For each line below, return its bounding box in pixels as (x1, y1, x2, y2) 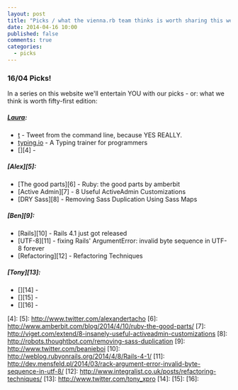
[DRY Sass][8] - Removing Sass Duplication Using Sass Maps (17, 195, 198, 204)
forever (23, 244, 45, 253)
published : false (7, 30, 59, 38)
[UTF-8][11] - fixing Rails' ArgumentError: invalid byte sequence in (17, 236, 210, 245)
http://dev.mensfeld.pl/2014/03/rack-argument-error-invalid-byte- (7, 360, 200, 368)
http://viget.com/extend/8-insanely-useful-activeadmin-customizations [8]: (7, 330, 228, 338)
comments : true (7, 37, 52, 44)
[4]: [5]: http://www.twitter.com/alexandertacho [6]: (7, 314, 158, 323)
